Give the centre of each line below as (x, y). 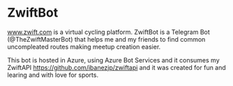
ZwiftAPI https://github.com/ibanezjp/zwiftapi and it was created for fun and (117, 67)
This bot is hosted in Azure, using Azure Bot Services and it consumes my (113, 60)
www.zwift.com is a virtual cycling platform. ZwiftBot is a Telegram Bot (109, 32)
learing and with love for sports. (53, 75)
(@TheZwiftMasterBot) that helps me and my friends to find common (106, 39)
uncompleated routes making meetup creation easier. (84, 46)
